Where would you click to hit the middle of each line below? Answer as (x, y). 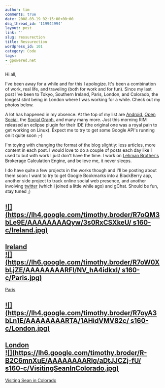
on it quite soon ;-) (24, 135)
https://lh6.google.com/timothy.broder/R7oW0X (83, 262)
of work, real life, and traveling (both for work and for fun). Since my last (78, 89)
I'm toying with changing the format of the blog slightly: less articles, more (81, 145)
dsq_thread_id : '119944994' (34, 23)
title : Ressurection (26, 42)
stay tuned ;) (18, 191)
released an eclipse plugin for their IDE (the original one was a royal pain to (81, 125)
